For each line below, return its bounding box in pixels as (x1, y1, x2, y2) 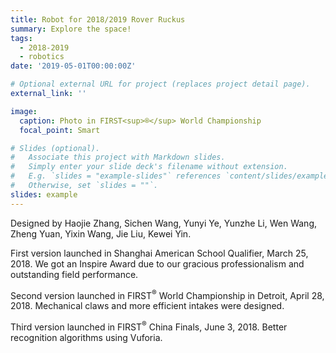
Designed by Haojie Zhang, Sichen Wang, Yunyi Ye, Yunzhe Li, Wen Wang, (10, 217, 318, 229)
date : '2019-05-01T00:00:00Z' (10, 61, 137, 71)
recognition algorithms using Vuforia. (10, 331, 163, 343)
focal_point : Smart (19, 125, 101, 135)
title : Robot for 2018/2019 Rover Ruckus (10, 14, 186, 25)
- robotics (19, 52, 65, 62)
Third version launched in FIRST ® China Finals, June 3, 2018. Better (10, 319, 288, 333)
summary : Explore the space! (10, 24, 132, 34)
